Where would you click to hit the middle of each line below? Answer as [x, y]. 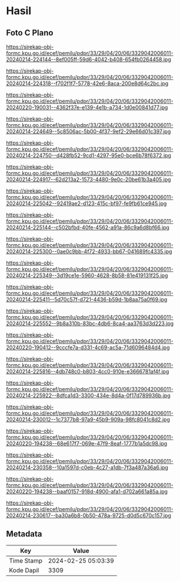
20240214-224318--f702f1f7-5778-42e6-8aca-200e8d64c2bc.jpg [87, 83]
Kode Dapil [24, 570]
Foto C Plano [30, 33]
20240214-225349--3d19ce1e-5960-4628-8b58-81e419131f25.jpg [87, 275]
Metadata [24, 534]
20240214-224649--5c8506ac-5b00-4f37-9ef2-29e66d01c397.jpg [89, 131]
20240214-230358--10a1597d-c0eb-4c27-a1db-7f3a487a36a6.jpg [87, 467]
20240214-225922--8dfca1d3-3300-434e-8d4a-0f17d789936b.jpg [88, 395]
